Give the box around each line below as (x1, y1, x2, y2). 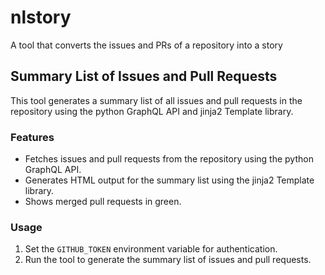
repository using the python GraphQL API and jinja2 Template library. (10, 105, 294, 117)
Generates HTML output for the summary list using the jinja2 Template (24, 174, 315, 186)
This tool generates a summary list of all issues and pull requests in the (10, 94, 303, 106)
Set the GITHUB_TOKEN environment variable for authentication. (24, 243, 278, 255)
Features (10, 130, 55, 144)
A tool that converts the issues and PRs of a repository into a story (10, 39, 283, 51)
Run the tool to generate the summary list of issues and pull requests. (24, 254, 312, 266)
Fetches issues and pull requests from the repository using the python (24, 153, 314, 165)
